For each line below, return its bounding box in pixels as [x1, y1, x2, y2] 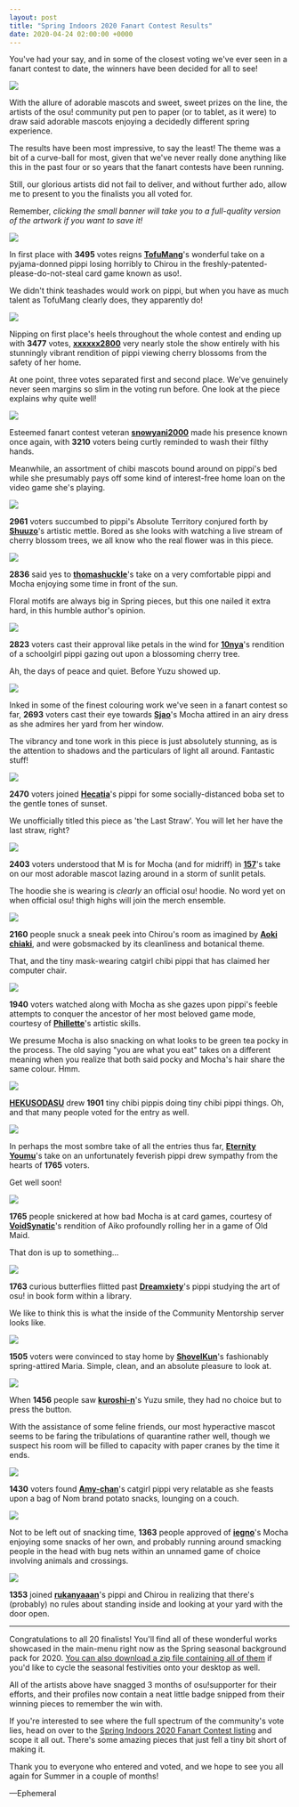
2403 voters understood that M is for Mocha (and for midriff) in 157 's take [9, 859, 281, 870]
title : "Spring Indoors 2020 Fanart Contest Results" [9, 21, 214, 30]
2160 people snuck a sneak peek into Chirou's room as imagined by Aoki [9, 929, 278, 940]
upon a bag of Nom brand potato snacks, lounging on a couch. [9, 1493, 239, 1504]
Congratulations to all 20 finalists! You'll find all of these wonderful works [9, 1634, 278, 1645]
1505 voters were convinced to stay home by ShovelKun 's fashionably [9, 1351, 269, 1362]
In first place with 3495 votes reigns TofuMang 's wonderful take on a [9, 249, 265, 260]
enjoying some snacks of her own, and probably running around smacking [9, 1536, 282, 1547]
